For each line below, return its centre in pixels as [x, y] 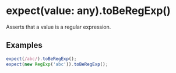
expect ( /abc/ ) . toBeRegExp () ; [41, 59]
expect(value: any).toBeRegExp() [88, 11]
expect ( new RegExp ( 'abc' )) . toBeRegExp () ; [57, 64]
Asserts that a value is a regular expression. [59, 27]
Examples [24, 45]
